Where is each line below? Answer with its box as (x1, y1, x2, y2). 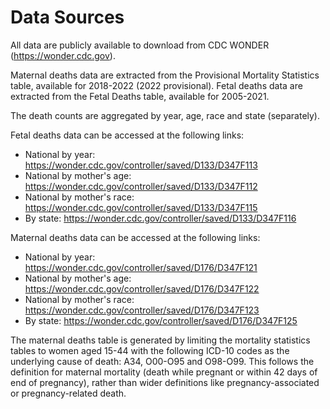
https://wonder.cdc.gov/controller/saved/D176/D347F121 (24, 261, 258, 273)
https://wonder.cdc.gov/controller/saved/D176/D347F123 (24, 304, 260, 316)
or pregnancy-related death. (10, 387, 127, 399)
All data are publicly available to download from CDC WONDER (10, 39, 270, 51)
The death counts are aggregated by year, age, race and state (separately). (10, 109, 321, 121)
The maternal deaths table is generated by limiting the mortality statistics (10, 334, 311, 346)
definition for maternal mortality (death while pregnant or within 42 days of (10, 366, 318, 378)
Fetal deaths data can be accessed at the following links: (10, 129, 245, 141)
